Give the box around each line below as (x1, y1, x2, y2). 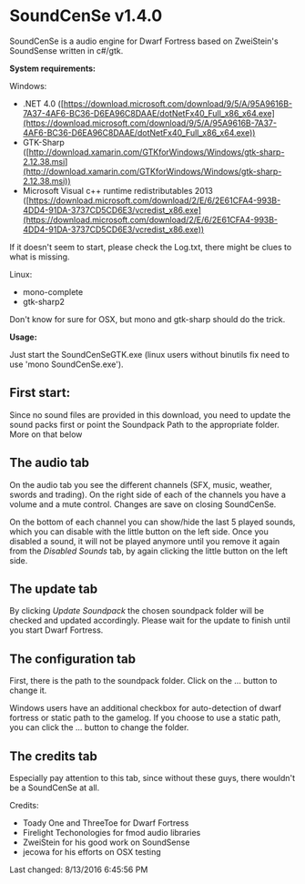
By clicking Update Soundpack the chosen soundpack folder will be (9, 605, 264, 616)
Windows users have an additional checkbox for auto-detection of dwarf (9, 703, 282, 714)
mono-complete (22, 286, 84, 297)
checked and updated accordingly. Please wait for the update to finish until (9, 615, 291, 626)
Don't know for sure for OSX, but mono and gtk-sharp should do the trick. (9, 313, 286, 324)
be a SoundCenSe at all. (9, 782, 100, 793)
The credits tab (9, 748, 97, 764)
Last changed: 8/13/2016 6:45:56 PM (9, 864, 148, 875)
